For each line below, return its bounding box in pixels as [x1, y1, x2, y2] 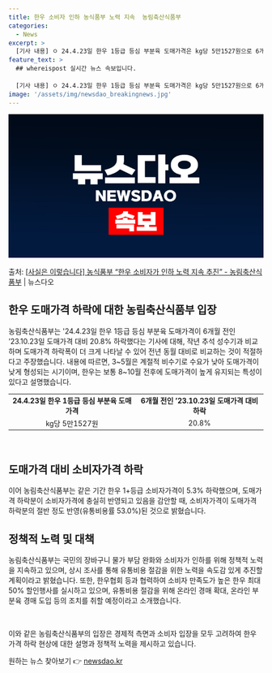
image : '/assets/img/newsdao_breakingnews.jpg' [8, 90, 172, 98]
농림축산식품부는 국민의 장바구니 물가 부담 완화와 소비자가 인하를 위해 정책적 [8, 554, 249, 564]
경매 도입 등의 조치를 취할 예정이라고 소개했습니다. [23, 595, 181, 605]
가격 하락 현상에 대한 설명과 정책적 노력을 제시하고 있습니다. [8, 638, 197, 649]
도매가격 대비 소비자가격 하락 [8, 463, 144, 477]
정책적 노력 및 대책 [8, 532, 95, 546]
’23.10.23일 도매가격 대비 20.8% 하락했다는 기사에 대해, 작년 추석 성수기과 [8, 336, 244, 346]
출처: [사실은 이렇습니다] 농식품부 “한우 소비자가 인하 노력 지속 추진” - [8, 267, 228, 276]
